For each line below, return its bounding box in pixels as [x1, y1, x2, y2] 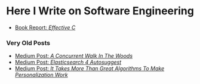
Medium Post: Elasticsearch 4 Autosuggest [14, 58, 122, 66]
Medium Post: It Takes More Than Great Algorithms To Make [14, 65, 165, 72]
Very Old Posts [6, 39, 51, 47]
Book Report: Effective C [14, 24, 76, 31]
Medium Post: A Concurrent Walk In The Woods [14, 52, 133, 60]
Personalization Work [14, 71, 68, 79]
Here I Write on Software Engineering [6, 4, 194, 18]
